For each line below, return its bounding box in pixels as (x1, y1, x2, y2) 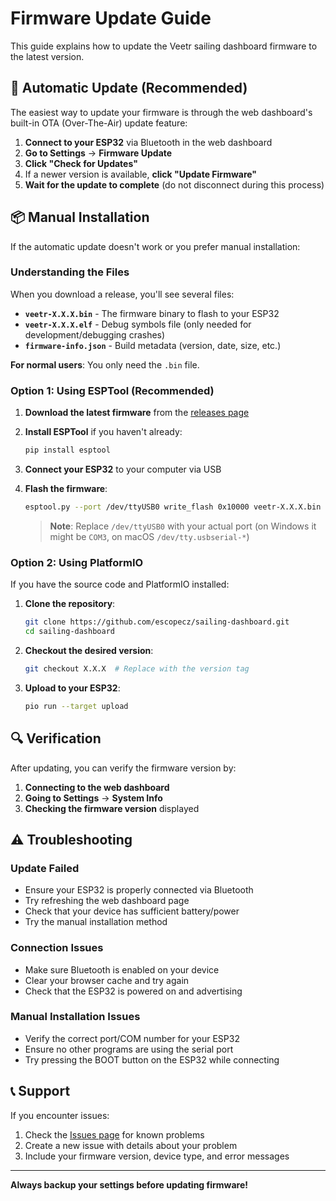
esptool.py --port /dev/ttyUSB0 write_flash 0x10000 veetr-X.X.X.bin (24, 502, 322, 512)
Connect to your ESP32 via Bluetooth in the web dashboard (24, 136, 273, 148)
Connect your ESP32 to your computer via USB (24, 463, 222, 476)
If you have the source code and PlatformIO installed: (10, 578, 230, 591)
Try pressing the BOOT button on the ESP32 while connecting (24, 1053, 280, 1066)
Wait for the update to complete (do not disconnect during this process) (24, 178, 325, 191)
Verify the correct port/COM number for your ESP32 (24, 1032, 240, 1044)
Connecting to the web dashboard (24, 781, 170, 793)
